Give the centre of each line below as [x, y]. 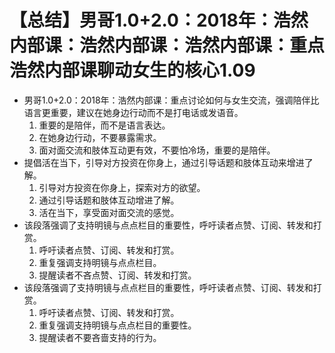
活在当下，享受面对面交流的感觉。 [109, 212]
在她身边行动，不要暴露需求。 [100, 137]
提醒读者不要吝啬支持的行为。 [100, 337]
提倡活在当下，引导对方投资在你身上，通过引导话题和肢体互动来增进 [164, 162]
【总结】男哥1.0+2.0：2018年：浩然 [159, 20]
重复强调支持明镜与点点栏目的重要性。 [117, 325]
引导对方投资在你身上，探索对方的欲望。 [122, 187]
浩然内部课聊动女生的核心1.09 [132, 70]
